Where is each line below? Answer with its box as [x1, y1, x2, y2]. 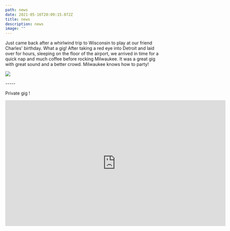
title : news [5, 17, 30, 22]
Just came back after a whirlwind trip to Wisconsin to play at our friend [5, 40, 152, 46]
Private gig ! [5, 90, 30, 96]
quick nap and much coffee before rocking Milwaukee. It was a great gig [5, 56, 156, 62]
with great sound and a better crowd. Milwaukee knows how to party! [5, 61, 149, 67]
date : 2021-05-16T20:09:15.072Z [5, 12, 73, 17]
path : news [5, 7, 28, 13]
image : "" [5, 26, 26, 31]
